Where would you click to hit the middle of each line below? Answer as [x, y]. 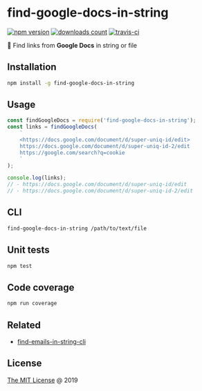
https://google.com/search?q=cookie [73, 153]
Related [24, 325]
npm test [20, 266]
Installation [32, 67]
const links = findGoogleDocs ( [52, 127]
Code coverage [41, 288]
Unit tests [28, 250]
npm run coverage [32, 303]
